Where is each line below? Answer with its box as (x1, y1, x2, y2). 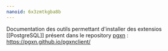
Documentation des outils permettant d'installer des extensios (6, 25, 163, 32)
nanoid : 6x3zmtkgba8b (6, 8, 61, 15)
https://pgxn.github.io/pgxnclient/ (6, 38, 91, 45)
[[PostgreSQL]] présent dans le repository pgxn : (6, 31, 129, 39)
